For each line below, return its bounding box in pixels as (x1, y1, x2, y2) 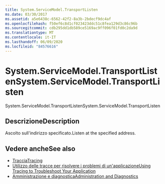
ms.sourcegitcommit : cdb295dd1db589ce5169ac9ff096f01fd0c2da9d (5, 26, 138, 31)
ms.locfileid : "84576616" (5, 44, 58, 49)
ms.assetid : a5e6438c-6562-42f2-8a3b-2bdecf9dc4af (5, 16, 111, 21)
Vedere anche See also (5, 144, 75, 153)
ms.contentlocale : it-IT (5, 35, 56, 40)
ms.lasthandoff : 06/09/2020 (5, 40, 63, 45)
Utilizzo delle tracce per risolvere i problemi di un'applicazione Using (12, 163, 151, 169)
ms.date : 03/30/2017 (5, 12, 48, 17)
